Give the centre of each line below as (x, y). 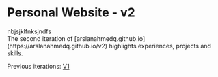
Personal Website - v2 (71, 13)
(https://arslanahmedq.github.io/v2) (57, 46)
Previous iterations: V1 (38, 66)
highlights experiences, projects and (160, 46)
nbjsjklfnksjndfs (29, 31)
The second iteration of (40, 38)
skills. (15, 53)
